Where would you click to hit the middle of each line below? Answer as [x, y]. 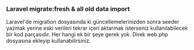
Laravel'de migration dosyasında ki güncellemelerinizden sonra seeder [93, 22]
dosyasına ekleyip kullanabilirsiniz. [48, 41]
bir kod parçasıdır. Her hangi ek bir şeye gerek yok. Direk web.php [87, 35]
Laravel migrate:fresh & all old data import [68, 9]
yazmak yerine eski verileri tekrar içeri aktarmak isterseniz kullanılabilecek [97, 28]
